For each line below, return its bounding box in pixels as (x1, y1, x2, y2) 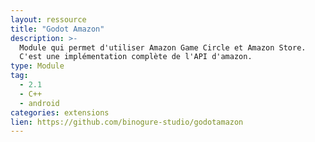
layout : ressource (10, 14, 87, 25)
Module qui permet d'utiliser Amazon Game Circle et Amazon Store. (19, 42, 307, 53)
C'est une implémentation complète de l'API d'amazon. (19, 52, 253, 62)
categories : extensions (10, 107, 110, 118)
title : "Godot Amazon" (10, 24, 105, 34)
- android (19, 98, 60, 108)
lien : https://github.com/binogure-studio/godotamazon (10, 117, 244, 127)
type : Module (10, 61, 65, 71)
